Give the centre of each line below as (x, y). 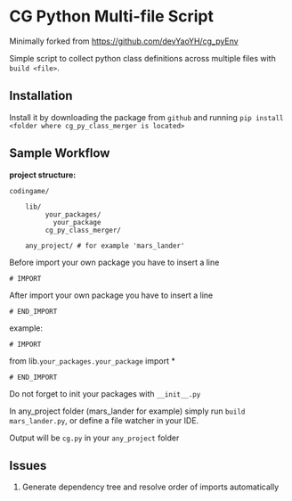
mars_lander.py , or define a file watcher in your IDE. (104, 420)
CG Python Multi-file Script (111, 16)
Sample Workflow (60, 153)
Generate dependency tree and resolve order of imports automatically (150, 487)
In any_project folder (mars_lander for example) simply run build (127, 411)
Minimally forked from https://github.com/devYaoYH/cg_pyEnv (124, 41)
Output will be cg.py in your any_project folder (94, 438)
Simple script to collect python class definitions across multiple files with (142, 58)
